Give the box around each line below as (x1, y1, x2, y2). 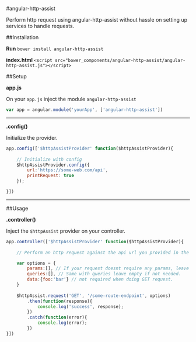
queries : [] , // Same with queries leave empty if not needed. (27, 271, 181, 277)
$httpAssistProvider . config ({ (16, 162, 90, 168)
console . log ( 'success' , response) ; (37, 303, 124, 309)
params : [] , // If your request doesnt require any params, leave (27, 265, 190, 271)
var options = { (16, 260, 57, 266)
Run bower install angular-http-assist (6, 45, 104, 52)
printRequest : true (27, 172, 75, 179)
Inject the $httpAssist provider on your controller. (6, 227, 125, 234)
